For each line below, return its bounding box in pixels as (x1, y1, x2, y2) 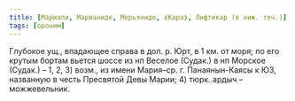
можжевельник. (9, 83, 71, 94)
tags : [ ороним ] (9, 21, 66, 30)
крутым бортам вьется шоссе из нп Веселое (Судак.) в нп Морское (9, 55, 266, 66)
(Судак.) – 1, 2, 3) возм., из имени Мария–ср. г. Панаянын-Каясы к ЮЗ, (9, 64, 276, 75)
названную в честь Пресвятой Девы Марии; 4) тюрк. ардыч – (9, 74, 244, 84)
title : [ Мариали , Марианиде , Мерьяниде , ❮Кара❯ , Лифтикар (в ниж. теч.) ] (9, 12, 288, 22)
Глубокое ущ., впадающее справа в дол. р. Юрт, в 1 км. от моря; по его (9, 45, 280, 56)
